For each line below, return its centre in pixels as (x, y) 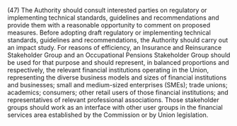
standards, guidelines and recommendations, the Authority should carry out (118, 40)
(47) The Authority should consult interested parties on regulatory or (107, 10)
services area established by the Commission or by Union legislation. (108, 115)
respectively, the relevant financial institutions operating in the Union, (108, 70)
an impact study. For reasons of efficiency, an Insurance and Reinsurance (115, 48)
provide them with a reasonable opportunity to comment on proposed (109, 25)
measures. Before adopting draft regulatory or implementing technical (109, 32)
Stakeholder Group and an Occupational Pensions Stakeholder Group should (119, 55)
